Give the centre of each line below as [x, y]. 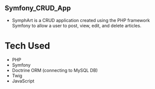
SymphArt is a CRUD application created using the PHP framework [81, 20]
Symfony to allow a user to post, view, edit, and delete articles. [76, 25]
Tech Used [28, 46]
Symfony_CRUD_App [38, 8]
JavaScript [23, 81]
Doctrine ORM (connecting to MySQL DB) [55, 70]
